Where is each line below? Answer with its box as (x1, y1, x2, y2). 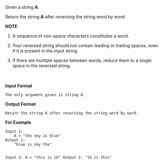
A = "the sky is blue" (14, 133, 61, 138)
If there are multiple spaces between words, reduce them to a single (12, 57, 152, 63)
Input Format (5, 83, 32, 89)
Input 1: (5, 129, 23, 134)
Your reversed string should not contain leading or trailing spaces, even (12, 43, 159, 49)
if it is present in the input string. (12, 48, 79, 54)
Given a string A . (5, 4, 40, 10)
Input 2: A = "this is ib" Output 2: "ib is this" (5, 155, 112, 160)
